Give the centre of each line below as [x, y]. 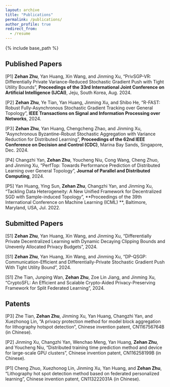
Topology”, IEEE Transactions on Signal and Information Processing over [83, 113]
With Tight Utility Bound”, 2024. [38, 267]
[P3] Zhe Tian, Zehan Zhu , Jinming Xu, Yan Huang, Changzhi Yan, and [79, 316]
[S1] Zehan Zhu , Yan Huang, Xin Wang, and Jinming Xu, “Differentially [78, 236]
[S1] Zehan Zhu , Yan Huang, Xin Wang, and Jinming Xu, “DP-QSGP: [76, 256]
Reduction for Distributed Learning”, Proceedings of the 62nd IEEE [75, 139]
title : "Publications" [29, 15]
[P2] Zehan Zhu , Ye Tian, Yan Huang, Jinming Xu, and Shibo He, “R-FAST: [83, 102]
